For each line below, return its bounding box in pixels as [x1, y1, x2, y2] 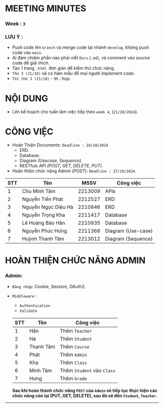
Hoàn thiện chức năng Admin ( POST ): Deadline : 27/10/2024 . [12, 168, 137, 174]
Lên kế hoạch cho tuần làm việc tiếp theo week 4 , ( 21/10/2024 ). [12, 109, 138, 115]
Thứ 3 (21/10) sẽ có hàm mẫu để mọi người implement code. [12, 70, 135, 76]
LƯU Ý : [5, 34, 23, 41]
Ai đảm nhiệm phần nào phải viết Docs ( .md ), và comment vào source [12, 55, 150, 61]
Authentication [19, 303, 50, 308]
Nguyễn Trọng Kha [21, 212, 65, 219]
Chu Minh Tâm [21, 188, 56, 195]
